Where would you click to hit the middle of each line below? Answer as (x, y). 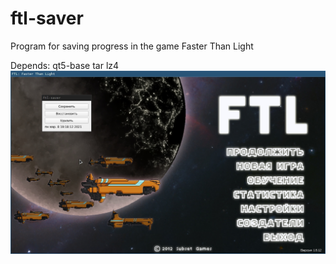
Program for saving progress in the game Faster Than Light (132, 46)
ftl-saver (47, 18)
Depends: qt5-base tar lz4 (65, 65)
